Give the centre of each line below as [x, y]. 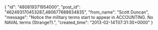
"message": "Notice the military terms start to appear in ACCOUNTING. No [79, 17]
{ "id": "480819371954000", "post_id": [43, 7]
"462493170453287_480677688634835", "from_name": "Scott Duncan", [77, 12]
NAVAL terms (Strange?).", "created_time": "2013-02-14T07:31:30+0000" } [79, 22]
